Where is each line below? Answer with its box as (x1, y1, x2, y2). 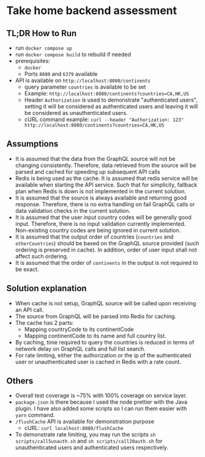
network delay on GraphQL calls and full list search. (15, 345, 146, 352)
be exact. (15, 266, 39, 273)
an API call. (15, 306, 44, 313)
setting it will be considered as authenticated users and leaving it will (24, 103, 198, 110)
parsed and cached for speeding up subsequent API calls (15, 168, 160, 175)
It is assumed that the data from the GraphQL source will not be (15, 155, 176, 162)
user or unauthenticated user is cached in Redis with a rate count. (15, 358, 182, 365)
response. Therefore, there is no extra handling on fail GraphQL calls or (15, 200, 195, 208)
